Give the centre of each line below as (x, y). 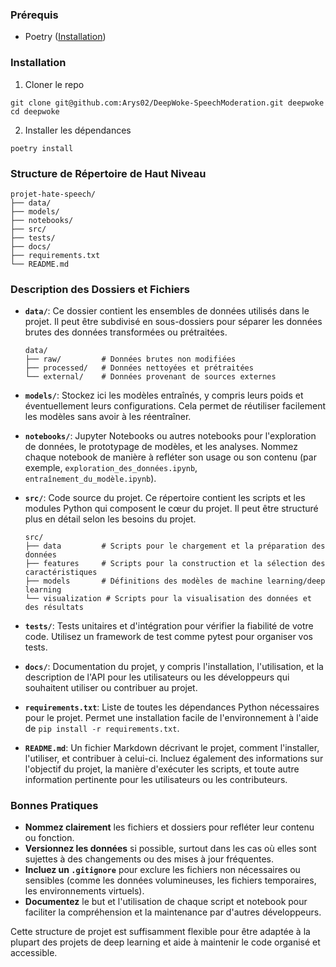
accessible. (34, 953)
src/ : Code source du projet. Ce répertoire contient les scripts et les (165, 498)
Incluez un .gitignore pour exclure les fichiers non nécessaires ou (162, 870)
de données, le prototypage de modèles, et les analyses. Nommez (161, 447)
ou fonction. (49, 838)
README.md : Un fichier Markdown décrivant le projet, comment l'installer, (172, 748)
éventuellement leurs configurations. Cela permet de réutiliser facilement (175, 406)
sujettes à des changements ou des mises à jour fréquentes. (149, 859)
